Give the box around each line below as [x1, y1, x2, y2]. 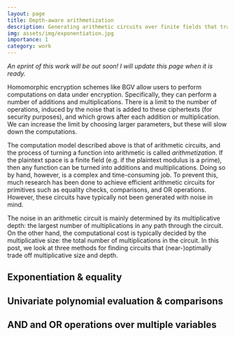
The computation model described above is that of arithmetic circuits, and [7, 141, 221, 149]
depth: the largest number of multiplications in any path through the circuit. [7, 222, 224, 229]
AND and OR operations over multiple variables [7, 319, 217, 331]
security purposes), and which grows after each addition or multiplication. [7, 113, 220, 121]
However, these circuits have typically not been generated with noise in [7, 193, 213, 201]
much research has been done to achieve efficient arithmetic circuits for [7, 178, 215, 186]
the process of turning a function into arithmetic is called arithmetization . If [7, 148, 224, 157]
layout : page [7, 10, 45, 17]
